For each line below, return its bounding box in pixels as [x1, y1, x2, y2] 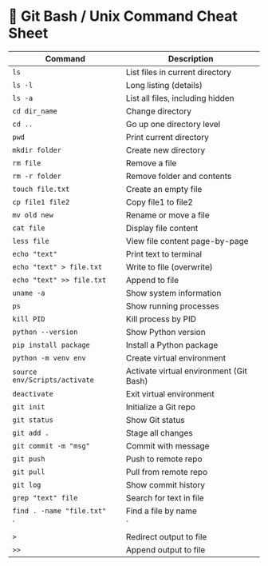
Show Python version [126, 326, 206, 337]
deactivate [12, 389, 53, 398]
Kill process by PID [126, 313, 197, 325]
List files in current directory [126, 66, 232, 78]
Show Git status [126, 414, 185, 425]
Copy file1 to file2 [126, 196, 194, 207]
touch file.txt [12, 184, 70, 193]
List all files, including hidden [126, 92, 235, 103]
